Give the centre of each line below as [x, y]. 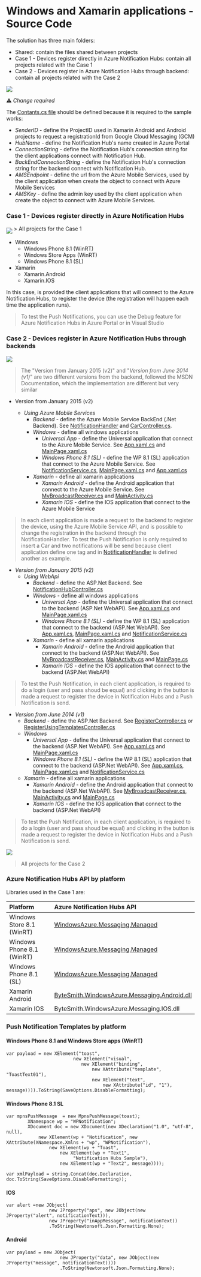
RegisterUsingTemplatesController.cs [69, 727]
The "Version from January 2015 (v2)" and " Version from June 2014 [104, 370]
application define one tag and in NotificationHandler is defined [99, 552]
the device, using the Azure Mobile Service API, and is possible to [102, 526]
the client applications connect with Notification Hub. [80, 155]
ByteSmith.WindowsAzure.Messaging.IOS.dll [117, 1008]
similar [29, 389]
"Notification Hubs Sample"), [110, 1158]
